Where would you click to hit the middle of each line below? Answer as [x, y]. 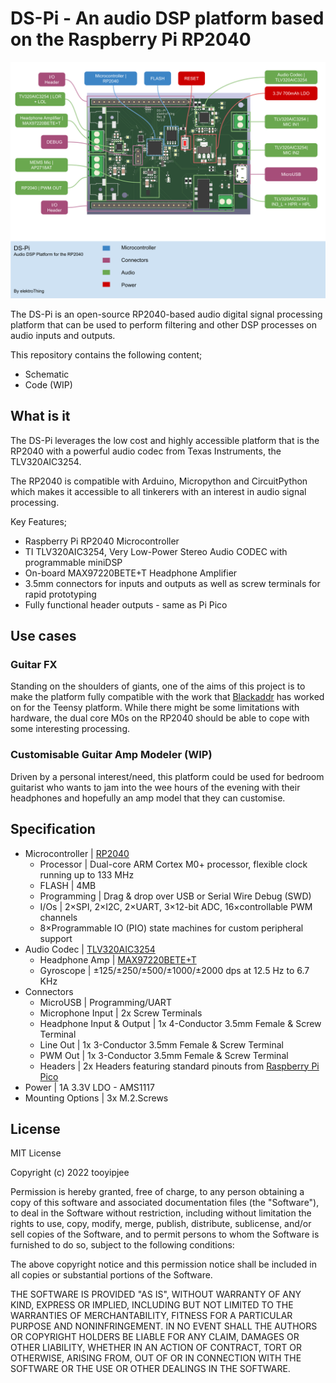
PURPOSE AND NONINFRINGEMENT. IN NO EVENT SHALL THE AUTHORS [164, 1326]
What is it [40, 416]
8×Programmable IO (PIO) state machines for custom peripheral [171, 928]
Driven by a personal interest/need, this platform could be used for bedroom [167, 776]
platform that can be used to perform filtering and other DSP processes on [163, 324]
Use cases [43, 636]
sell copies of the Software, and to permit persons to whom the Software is [165, 1234]
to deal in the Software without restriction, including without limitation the [161, 1213]
